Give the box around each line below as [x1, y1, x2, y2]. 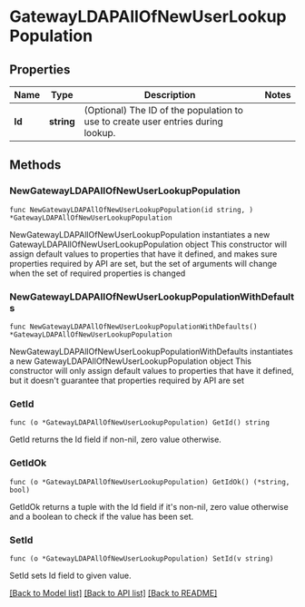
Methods [9, 157, 62, 173]
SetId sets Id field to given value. [9, 570, 132, 581]
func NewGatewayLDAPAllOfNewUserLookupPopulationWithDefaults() [9, 322, 258, 331]
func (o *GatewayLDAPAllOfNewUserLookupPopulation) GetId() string [9, 418, 271, 427]
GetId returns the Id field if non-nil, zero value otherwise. [9, 434, 222, 445]
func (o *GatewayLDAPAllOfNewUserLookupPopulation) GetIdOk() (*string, [9, 477, 290, 486]
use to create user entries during [84, 115, 224, 128]
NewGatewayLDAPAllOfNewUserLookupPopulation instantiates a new [9, 229, 271, 240]
